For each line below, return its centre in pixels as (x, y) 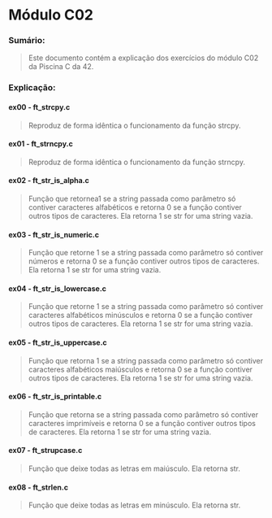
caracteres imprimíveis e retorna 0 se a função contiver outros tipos (142, 423)
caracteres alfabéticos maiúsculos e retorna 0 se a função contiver (140, 369)
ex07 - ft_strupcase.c (45, 451)
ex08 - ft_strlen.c (39, 487)
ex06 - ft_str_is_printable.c (55, 397)
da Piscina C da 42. (61, 67)
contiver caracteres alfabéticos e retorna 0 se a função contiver (135, 207)
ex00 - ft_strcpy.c (39, 107)
